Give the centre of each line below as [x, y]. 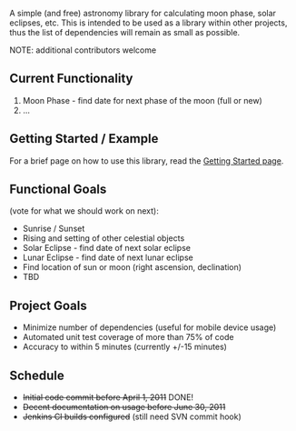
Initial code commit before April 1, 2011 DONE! [108, 397]
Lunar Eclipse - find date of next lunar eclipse [108, 257]
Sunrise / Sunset [54, 229]
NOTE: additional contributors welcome [83, 50]
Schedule [37, 375]
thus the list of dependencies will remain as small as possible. [125, 32]
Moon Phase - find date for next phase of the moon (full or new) [143, 100]
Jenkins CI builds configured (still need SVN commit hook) [132, 416]
